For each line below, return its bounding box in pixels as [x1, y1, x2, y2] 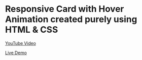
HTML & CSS [5, 24, 58, 35]
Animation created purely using [5, 14, 137, 25]
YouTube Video [5, 40, 36, 46]
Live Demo [5, 50, 27, 56]
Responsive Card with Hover [5, 3, 124, 15]
